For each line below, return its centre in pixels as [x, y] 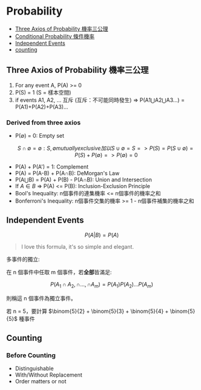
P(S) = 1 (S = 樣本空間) [43, 92]
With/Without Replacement [49, 375]
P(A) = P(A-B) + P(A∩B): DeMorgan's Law [67, 173]
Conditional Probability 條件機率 [55, 36]
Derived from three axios [44, 123]
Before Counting [31, 355]
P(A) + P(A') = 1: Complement [52, 167]
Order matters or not [41, 382]
